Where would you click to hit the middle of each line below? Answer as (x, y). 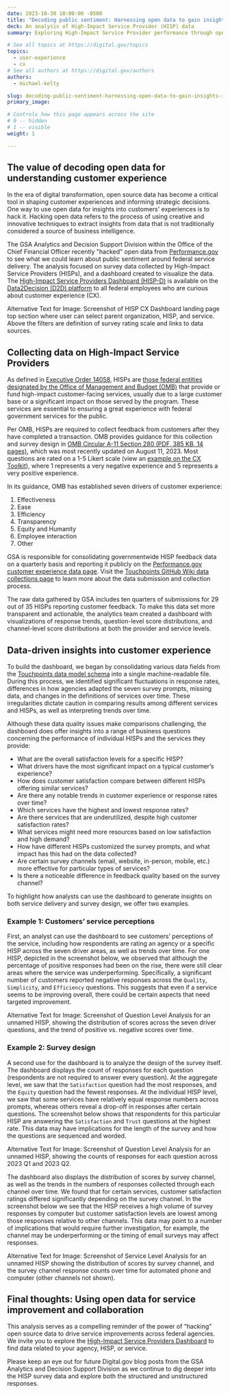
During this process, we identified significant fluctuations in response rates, (114, 681)
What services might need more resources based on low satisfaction (114, 832)
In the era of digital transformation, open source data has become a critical (113, 195)
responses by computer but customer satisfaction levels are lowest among (112, 1213)
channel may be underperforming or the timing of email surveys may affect (113, 1235)
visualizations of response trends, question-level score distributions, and (110, 621)
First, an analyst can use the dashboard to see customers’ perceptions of (110, 936)
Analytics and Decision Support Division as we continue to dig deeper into (112, 1369)
